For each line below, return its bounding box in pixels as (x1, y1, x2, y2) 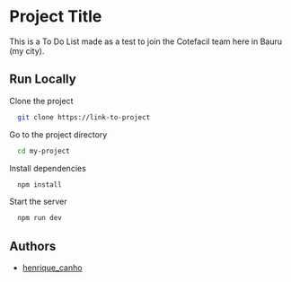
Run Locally (9, 72, 76, 87)
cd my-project (17, 146, 70, 155)
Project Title (9, 6, 102, 27)
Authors (9, 238, 57, 253)
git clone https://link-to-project (17, 112, 151, 122)
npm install (17, 180, 63, 189)
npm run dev (17, 214, 63, 223)
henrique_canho (22, 262, 83, 273)
